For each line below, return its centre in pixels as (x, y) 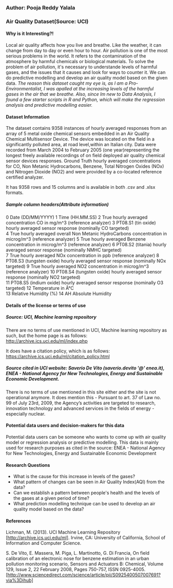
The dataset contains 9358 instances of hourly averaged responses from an (86, 128)
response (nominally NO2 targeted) (43, 277)
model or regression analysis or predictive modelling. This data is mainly (82, 442)
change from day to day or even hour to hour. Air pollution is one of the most (87, 51)
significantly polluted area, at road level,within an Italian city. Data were (81, 145)
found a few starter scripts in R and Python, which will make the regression (85, 100)
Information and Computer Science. (44, 543)
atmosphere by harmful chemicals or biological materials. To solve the (80, 62)
